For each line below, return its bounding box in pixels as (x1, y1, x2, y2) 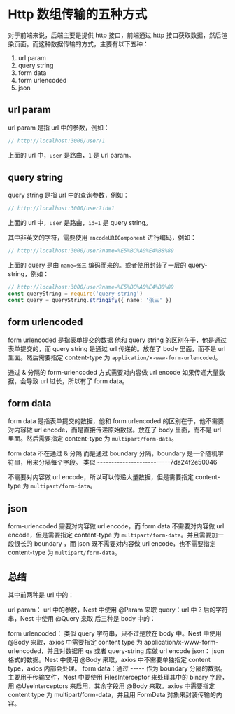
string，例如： (8, 270, 50, 278)
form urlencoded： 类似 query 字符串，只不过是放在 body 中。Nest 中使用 (8, 629, 222, 638)
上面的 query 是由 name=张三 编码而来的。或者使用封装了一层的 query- (8, 261, 208, 270)
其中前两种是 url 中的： (8, 591, 75, 599)
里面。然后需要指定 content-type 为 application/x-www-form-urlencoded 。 (8, 353, 222, 362)
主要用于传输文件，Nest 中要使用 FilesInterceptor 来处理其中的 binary (8, 673, 208, 682)
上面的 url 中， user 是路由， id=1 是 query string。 (8, 219, 152, 227)
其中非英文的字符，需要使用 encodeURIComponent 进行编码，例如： (8, 233, 197, 242)
